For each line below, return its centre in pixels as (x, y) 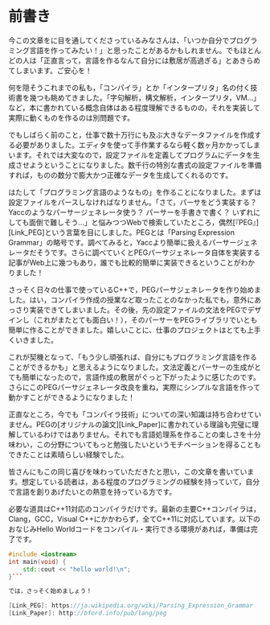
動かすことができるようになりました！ (72, 397)
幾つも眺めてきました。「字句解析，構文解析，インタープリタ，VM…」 (145, 97)
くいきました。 (33, 339)
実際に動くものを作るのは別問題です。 (72, 117)
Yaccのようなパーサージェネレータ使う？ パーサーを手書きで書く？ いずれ (131, 212)
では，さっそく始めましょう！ (50, 591)
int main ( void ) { (37, 561)
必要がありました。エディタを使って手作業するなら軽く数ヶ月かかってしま (138, 145)
